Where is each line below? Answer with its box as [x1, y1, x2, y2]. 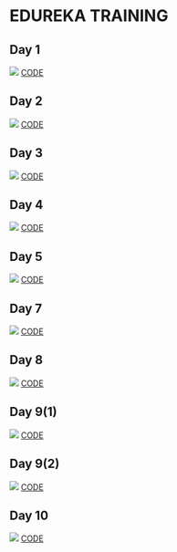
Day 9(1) [9, 404, 57, 420]
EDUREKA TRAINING [9, 5, 169, 26]
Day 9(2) [9, 456, 60, 472]
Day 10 [9, 507, 48, 523]
